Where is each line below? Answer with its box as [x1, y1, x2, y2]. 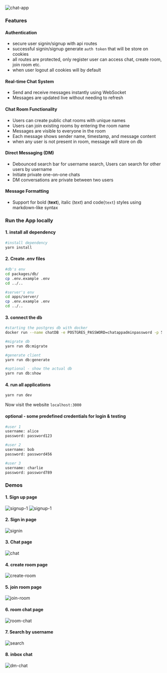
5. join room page [5, 584, 42, 590]
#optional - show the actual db [5, 366, 72, 371]
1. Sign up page [5, 494, 37, 500]
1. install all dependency [5, 229, 56, 235]
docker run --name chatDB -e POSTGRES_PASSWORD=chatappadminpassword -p [5, 330, 159, 335]
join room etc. [12, 62, 41, 68]
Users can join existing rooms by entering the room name [12, 123, 130, 129]
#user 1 [5, 424, 21, 429]
